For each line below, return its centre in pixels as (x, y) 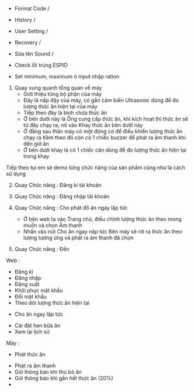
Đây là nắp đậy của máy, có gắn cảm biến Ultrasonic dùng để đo (101, 100)
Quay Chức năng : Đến (42, 249)
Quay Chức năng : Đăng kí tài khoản (58, 185)
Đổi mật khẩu (30, 297)
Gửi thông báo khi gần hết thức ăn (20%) (64, 378)
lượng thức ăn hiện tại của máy (60, 106)
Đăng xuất (27, 284)
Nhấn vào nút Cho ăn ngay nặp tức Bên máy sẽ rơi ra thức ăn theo (103, 231)
